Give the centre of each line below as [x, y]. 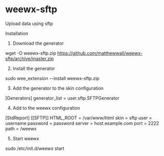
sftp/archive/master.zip [30, 58]
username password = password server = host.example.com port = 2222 [82, 123]
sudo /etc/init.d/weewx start [35, 148]
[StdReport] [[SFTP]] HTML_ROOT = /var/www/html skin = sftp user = [79, 118]
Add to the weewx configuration [46, 108]
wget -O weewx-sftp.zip [31, 53]
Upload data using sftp [29, 23]
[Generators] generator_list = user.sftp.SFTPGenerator [62, 98]
